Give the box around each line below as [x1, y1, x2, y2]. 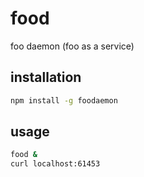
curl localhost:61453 [10, 159, 101, 169]
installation [10, 69, 82, 86]
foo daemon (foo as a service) [10, 40, 135, 52]
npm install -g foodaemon [10, 95, 118, 106]
